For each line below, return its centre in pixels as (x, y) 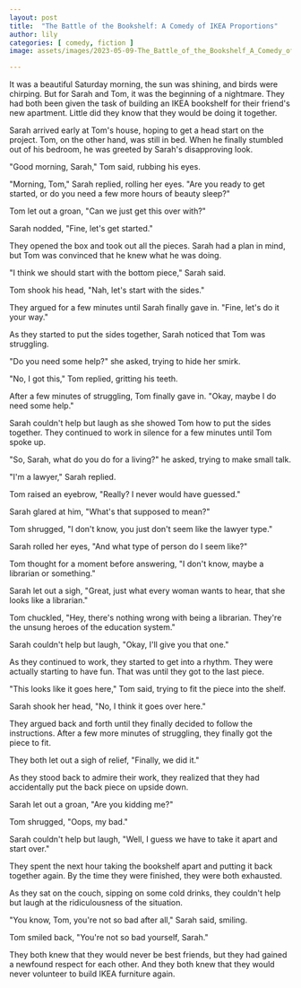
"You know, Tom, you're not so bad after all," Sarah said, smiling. (129, 920)
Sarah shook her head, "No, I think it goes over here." (107, 706)
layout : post (34, 17)
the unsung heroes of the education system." (93, 627)
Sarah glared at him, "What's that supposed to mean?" (110, 511)
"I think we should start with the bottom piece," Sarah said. (118, 273)
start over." (30, 849)
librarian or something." (52, 573)
